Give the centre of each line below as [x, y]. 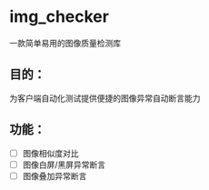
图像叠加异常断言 [55, 175]
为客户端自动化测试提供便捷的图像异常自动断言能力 [105, 98]
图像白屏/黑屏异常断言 [64, 165]
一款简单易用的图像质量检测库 [65, 43]
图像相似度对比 [50, 153]
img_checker [59, 17]
